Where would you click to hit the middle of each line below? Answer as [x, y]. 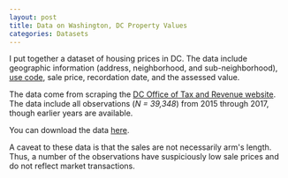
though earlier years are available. [71, 113]
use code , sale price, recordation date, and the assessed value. [125, 78]
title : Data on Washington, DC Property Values [99, 26]
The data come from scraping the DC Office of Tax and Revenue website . [143, 94]
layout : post [33, 17]
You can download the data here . [69, 130]
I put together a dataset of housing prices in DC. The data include [128, 59]
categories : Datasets [49, 33]
